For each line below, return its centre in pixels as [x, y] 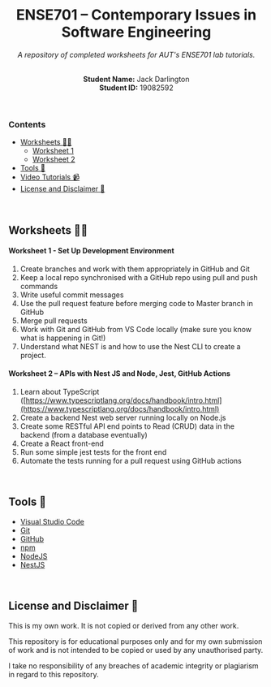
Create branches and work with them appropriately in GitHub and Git [135, 269]
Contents [27, 124]
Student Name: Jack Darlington [136, 79]
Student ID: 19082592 [136, 88]
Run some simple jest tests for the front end [93, 452]
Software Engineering [136, 32]
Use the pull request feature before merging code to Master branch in [136, 303]
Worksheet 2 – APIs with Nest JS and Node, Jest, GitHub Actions [120, 374]
